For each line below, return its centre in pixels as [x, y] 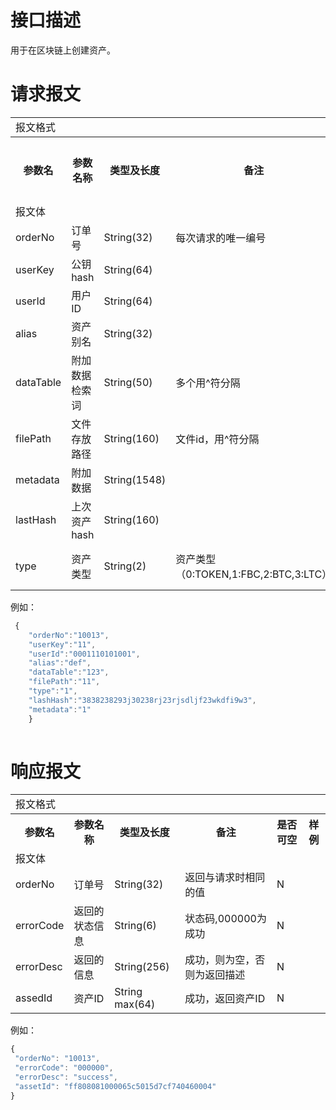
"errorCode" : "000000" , [64, 1068]
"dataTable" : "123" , [69, 672]
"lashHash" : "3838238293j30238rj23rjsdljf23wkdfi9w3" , [142, 700]
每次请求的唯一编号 [221, 238]
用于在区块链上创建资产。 [63, 50]
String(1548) [135, 479]
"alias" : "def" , [60, 663]
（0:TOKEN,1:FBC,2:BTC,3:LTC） [254, 574]
